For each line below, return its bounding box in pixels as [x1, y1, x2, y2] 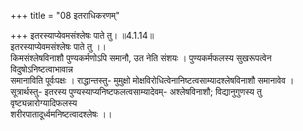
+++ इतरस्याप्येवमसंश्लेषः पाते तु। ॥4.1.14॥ [10, 30, 155, 41]
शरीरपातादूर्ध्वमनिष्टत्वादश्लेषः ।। [10, 108, 113, 120]
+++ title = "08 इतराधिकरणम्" [10, 10, 120, 21]
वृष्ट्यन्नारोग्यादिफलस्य [10, 97, 78, 109]
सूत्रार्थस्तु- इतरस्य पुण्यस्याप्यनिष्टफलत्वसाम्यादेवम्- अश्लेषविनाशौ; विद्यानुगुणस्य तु [10, 86, 262, 97]
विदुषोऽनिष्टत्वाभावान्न [10, 63, 74, 75]
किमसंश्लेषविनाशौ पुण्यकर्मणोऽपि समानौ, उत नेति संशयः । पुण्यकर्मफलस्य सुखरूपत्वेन [10, 52, 272, 64]
